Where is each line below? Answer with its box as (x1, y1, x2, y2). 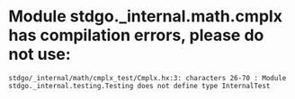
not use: (8, 45, 71, 64)
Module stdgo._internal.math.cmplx (8, 6, 282, 27)
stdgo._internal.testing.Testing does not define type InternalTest (8, 81, 271, 90)
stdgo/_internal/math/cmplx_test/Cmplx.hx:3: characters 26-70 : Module (8, 73, 287, 82)
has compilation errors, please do (8, 25, 264, 45)
